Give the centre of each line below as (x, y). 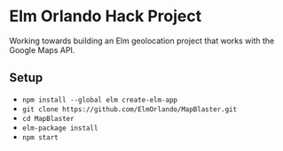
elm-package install (60, 128)
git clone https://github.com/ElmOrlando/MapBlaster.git (130, 109)
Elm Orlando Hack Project (106, 16)
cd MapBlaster (48, 118)
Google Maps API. (42, 49)
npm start (40, 137)
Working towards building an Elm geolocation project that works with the (142, 41)
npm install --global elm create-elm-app (99, 100)
